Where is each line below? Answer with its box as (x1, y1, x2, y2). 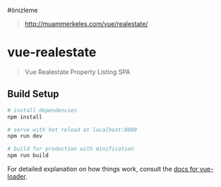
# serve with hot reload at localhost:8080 (7, 126, 138, 133)
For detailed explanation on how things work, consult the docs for (7, 165, 198, 173)
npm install (7, 113, 42, 121)
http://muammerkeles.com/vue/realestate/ (24, 20, 148, 28)
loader (7, 172, 26, 181)
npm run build (7, 152, 49, 159)
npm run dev (7, 133, 42, 140)
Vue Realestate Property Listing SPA (24, 67, 131, 76)
